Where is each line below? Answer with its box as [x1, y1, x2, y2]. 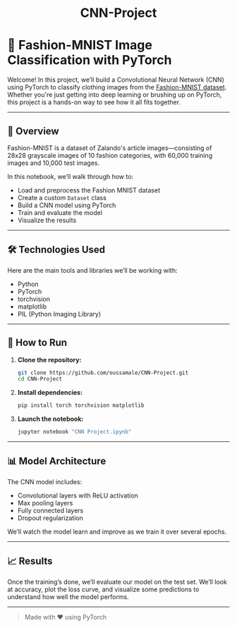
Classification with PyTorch [7, 52, 172, 68]
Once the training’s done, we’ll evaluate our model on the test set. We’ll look [7, 577, 227, 586]
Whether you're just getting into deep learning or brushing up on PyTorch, [7, 90, 222, 99]
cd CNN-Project [17, 376, 63, 383]
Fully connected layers [17, 506, 84, 515]
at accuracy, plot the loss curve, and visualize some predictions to [7, 585, 200, 593]
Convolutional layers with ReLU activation [17, 491, 139, 500]
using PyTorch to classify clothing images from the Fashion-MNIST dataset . [7, 83, 227, 92]
